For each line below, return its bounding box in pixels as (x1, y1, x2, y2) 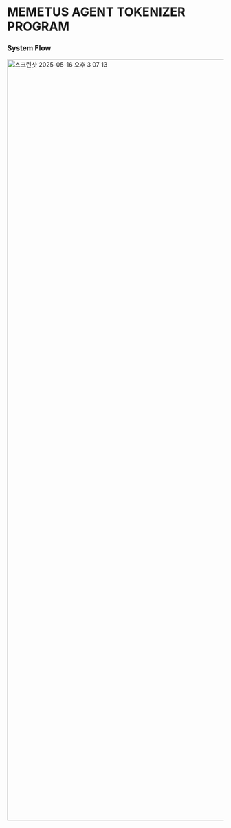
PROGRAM (7, 19, 70, 34)
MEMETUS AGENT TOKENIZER (7, 4, 186, 20)
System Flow (7, 43, 52, 53)
